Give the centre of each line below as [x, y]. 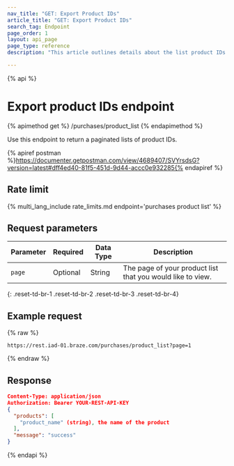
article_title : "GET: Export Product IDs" [70, 20]
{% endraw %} [29, 359]
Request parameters [53, 228]
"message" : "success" [45, 435]
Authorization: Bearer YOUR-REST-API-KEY [68, 403]
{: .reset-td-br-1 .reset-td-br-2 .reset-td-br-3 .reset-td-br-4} [93, 294]
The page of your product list [171, 268]
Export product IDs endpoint [91, 107]
